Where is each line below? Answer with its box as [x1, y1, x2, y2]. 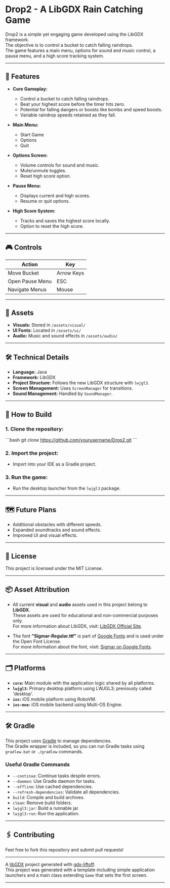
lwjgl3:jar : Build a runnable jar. [12, 805, 79, 811]
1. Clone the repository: [5, 425, 64, 433]
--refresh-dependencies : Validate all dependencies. [12, 789, 120, 795]
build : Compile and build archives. [12, 794, 85, 800]
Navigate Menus [8, 286, 47, 293]
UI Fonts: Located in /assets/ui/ [12, 327, 81, 333]
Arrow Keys [56, 269, 84, 277]
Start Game [20, 131, 44, 138]
